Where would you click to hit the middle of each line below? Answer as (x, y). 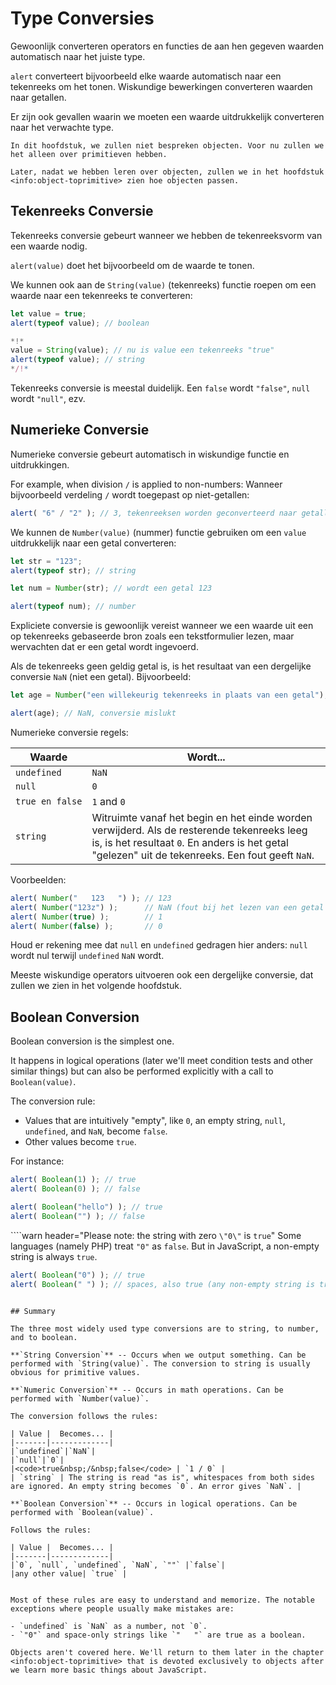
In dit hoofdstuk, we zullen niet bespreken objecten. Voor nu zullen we (167, 145)
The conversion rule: (53, 1101)
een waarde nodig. (49, 246)
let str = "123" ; (46, 561)
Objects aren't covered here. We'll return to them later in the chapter (167, 1652)
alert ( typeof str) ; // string (73, 570)
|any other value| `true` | (69, 1573)
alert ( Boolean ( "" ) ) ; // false (77, 1216)
